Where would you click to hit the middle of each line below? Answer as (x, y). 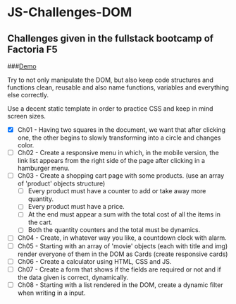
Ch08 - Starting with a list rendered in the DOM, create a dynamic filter (120, 285)
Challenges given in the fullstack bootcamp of (110, 38)
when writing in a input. (51, 293)
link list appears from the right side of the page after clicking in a (111, 161)
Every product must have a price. (76, 207)
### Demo (22, 66)
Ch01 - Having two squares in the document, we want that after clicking (121, 130)
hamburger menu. (44, 168)
